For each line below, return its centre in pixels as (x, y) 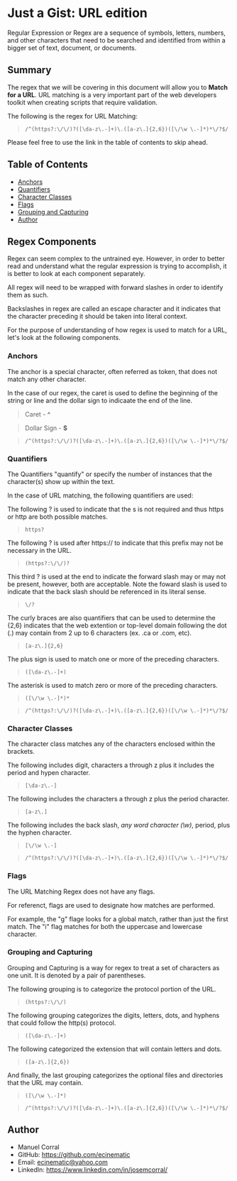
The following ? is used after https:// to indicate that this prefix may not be (115, 543)
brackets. (21, 752)
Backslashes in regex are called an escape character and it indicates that (114, 309)
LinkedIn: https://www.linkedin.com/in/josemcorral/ (93, 1170)
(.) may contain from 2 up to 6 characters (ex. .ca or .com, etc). (99, 632)
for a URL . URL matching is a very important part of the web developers (112, 94)
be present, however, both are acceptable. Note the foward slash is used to (117, 584)
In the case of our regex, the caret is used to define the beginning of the (113, 392)
